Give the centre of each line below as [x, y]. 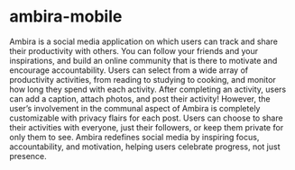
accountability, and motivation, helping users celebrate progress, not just [145, 147]
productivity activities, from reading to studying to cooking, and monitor [143, 79]
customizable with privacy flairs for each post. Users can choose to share [146, 118]
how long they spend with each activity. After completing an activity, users [148, 89]
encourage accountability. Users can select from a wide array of [129, 70]
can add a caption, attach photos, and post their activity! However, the [140, 98]
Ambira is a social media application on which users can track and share [143, 41]
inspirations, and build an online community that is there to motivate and [143, 60]
